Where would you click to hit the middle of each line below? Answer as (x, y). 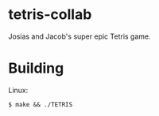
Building (36, 68)
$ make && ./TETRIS (41, 104)
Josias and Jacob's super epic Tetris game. (79, 36)
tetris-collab (50, 15)
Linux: (18, 90)
